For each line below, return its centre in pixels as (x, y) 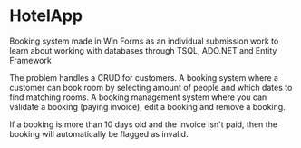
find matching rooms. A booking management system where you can (138, 97)
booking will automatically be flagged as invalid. (99, 133)
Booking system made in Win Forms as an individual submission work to (144, 41)
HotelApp (46, 16)
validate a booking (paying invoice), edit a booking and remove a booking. (147, 106)
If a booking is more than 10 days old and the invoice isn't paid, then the (144, 124)
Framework (30, 60)
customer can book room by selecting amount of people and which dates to (151, 87)
